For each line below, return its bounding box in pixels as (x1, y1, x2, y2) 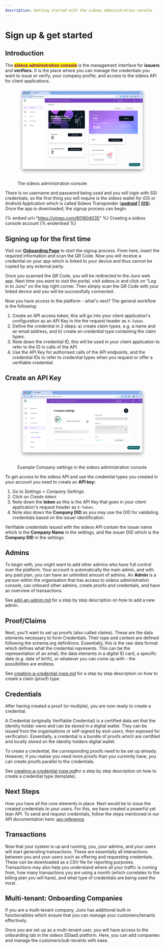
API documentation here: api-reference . (5, 816, 86, 822)
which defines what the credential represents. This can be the (5, 646, 131, 651)
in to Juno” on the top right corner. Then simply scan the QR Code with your (5, 283, 159, 289)
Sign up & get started (5, 29, 93, 41)
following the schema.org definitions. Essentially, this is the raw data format (5, 640, 158, 646)
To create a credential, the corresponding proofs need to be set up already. (5, 748, 158, 754)
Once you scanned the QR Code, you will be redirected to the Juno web (5, 272, 151, 278)
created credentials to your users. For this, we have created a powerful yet (5, 806, 156, 812)
